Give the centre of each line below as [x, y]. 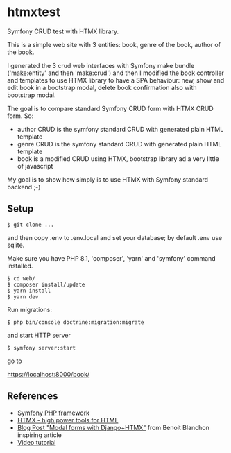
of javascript [35, 166]
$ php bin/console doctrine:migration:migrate [76, 322]
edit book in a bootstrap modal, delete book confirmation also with [102, 87]
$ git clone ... [31, 225]
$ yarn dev [23, 297]
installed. [20, 266]
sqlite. [16, 245]
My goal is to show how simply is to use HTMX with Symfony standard [108, 179]
